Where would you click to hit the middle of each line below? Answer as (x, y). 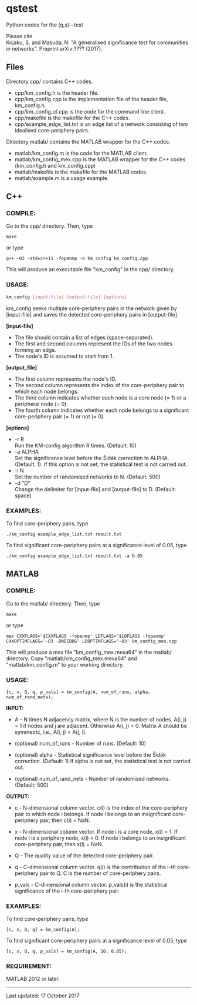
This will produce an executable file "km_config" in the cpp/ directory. (90, 269)
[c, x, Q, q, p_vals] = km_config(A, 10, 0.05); (67, 951)
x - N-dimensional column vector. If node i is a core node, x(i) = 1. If (96, 831)
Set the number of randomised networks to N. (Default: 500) (88, 477)
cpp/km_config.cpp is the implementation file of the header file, (91, 99)
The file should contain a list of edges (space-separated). (84, 337)
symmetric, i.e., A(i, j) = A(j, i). (50, 732)
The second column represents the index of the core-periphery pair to (99, 385)
